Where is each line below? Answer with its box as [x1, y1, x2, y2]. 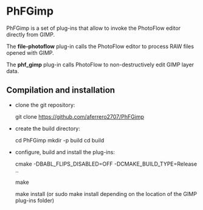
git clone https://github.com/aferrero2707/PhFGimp [15, 113, 145, 120]
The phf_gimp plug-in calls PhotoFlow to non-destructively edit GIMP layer [6, 61, 194, 68]
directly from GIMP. [6, 30, 55, 38]
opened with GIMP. [6, 49, 55, 56]
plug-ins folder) [15, 197, 55, 204]
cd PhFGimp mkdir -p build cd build [15, 136, 105, 144]
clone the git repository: [15, 101, 75, 108]
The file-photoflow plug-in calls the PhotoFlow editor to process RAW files [6, 43, 194, 50]
